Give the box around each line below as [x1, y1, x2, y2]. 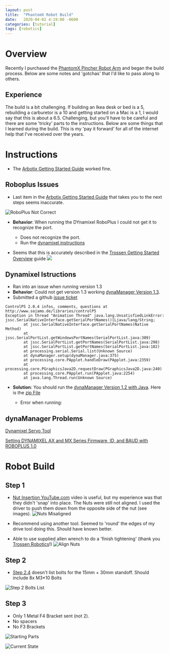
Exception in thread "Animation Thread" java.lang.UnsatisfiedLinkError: [5, 313, 165, 318]
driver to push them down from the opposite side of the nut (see [12, 505, 147, 511]
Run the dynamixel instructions [20, 239, 85, 245]
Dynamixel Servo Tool [5, 428, 51, 434]
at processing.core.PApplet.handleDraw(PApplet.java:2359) [23, 358, 151, 363]
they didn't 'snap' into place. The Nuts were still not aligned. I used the [12, 500, 160, 506]
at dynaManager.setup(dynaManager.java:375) [23, 353, 119, 358]
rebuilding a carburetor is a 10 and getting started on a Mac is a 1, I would [5, 109, 158, 115]
